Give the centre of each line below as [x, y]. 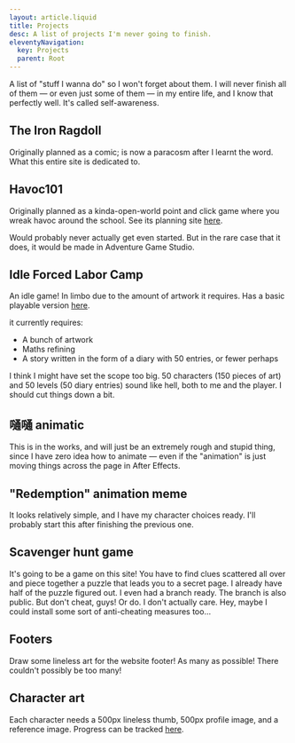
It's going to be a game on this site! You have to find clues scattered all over [147, 573]
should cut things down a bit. [62, 395]
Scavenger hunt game [72, 553]
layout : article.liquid [53, 17]
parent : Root [41, 59]
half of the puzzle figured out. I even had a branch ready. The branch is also [147, 592]
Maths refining [48, 349]
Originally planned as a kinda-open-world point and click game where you [144, 210]
